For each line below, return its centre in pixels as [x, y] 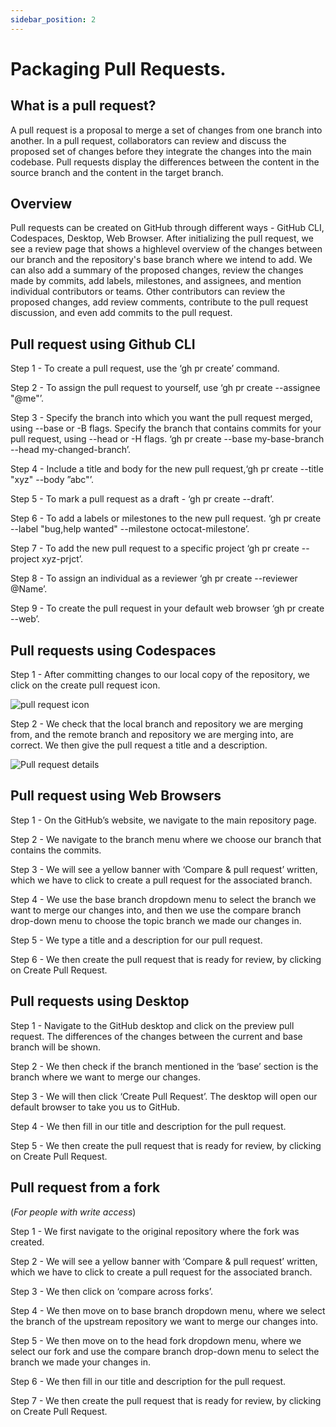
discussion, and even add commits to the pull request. [121, 313]
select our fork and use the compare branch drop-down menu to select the [165, 1351]
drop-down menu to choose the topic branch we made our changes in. [156, 920]
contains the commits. [56, 850]
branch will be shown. [55, 1047]
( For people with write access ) [73, 1212]
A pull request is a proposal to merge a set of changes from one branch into [166, 130]
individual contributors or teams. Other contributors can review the [148, 292]
